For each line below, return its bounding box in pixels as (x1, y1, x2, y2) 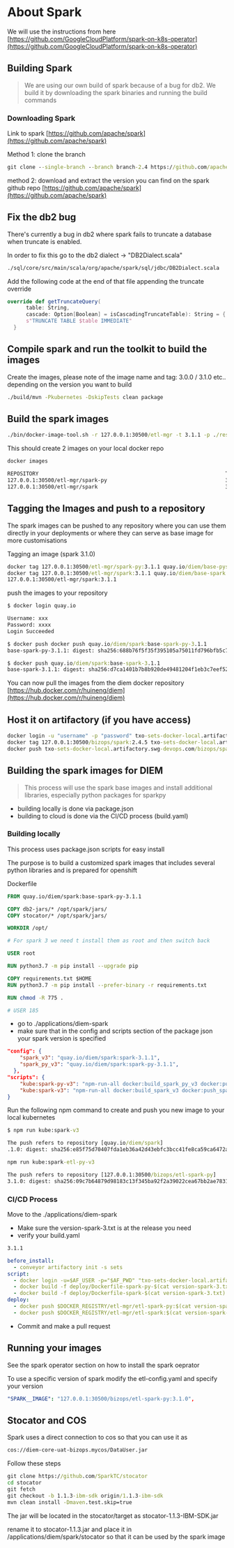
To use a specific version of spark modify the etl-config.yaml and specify (7, 1374, 218, 1382)
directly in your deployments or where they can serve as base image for (7, 528, 214, 537)
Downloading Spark (7, 113, 76, 123)
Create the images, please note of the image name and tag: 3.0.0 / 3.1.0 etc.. (7, 372, 226, 381)
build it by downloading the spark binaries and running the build (24, 88, 208, 96)
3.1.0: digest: (7, 1178, 52, 1185)
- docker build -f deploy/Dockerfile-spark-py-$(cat (13, 1283, 170, 1290)
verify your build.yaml (17, 1231, 80, 1240)
